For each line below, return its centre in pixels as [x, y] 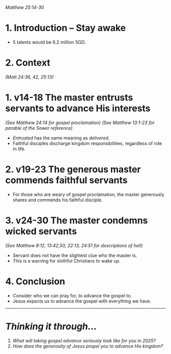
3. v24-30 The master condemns [77, 220]
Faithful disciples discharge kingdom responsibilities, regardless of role [87, 143]
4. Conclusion [35, 281]
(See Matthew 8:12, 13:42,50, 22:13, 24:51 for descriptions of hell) [74, 245]
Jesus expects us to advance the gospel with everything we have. [82, 301]
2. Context [28, 63]
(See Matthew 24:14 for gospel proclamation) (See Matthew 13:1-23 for [80, 123]
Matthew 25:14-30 [25, 7]
